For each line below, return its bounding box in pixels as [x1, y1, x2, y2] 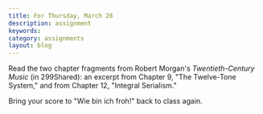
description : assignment [8, 19, 92, 27]
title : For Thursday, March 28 [8, 11, 113, 20]
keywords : [8, 26, 42, 35]
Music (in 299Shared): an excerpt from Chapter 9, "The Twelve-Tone [8, 72, 236, 82]
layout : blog [8, 42, 52, 50]
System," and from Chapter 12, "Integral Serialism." [8, 81, 177, 91]
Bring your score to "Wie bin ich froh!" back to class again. [8, 96, 203, 106]
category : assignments [8, 34, 84, 43]
